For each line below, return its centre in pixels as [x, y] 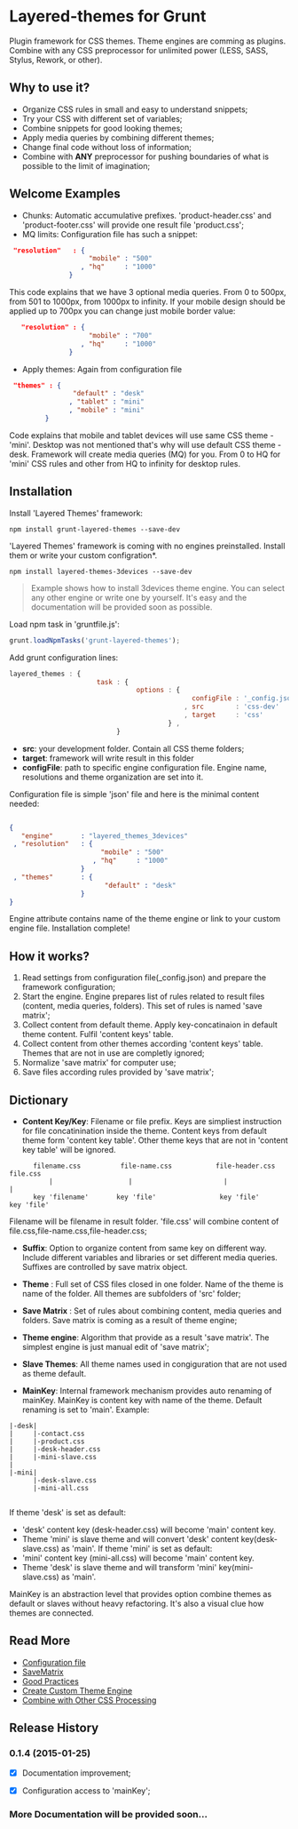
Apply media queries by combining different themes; [118, 137]
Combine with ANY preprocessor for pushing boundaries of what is [145, 156]
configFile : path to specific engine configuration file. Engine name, [145, 767]
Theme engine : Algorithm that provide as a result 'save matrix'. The [145, 1338]
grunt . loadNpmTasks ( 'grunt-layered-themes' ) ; [94, 640]
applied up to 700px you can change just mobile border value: [122, 311]
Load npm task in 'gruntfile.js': [64, 624]
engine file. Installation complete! [70, 928]
